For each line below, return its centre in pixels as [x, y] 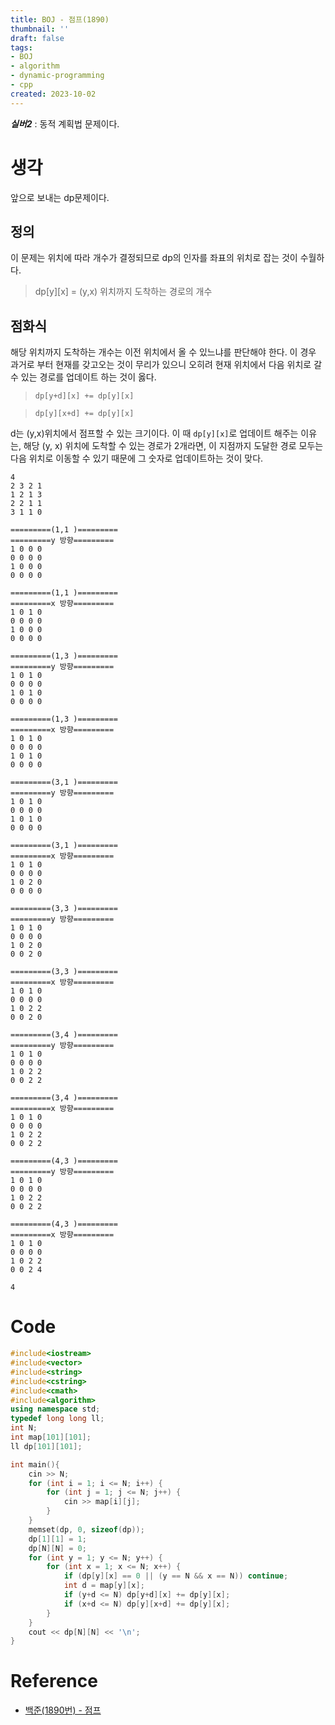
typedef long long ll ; [57, 1419]
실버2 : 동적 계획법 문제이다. [65, 123]
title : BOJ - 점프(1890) [60, 19]
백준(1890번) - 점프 [63, 1710]
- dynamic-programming [57, 76]
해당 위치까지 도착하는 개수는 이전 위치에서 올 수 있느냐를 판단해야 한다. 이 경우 [163, 352]
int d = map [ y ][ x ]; [104, 1586]
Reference [54, 1681]
